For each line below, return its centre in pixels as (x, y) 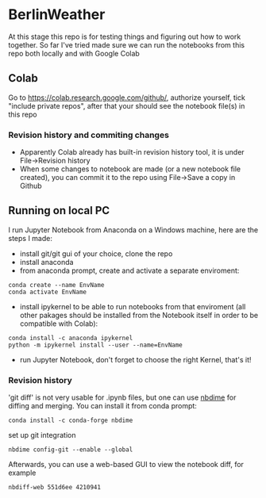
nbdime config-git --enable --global (71, 450)
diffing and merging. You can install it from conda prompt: (102, 406)
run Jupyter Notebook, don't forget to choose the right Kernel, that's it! (135, 359)
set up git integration (42, 435)
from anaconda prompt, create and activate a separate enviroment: (129, 270)
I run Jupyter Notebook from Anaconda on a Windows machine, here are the (133, 230)
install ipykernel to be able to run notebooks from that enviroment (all (133, 306)
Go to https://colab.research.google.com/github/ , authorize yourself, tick (127, 98)
